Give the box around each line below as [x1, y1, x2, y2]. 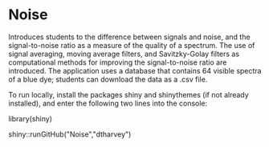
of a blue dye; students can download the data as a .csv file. [8, 74, 208, 84]
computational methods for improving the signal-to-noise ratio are [8, 58, 227, 67]
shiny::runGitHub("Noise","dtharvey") [8, 129, 132, 139]
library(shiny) [8, 113, 53, 123]
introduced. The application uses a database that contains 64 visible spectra [8, 66, 262, 75]
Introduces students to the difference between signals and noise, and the [8, 32, 251, 42]
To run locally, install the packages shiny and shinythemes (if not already [8, 89, 249, 99]
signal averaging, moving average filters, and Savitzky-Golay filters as [8, 49, 239, 58]
